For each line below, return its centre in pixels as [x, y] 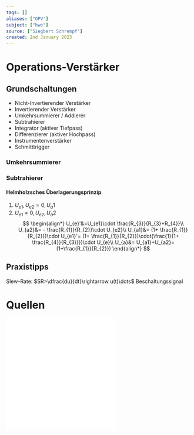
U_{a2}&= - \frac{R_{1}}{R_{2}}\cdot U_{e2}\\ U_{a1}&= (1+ [88, 229]
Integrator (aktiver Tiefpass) [49, 128]
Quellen [26, 305]
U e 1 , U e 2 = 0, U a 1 [35, 206]
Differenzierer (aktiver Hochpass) [55, 134]
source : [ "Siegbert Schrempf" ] [44, 31]
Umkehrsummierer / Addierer [50, 116]
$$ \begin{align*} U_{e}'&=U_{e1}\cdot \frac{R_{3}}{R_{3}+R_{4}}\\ [103, 223]
